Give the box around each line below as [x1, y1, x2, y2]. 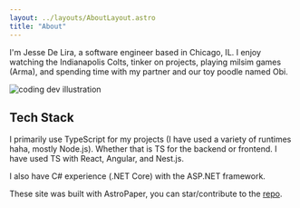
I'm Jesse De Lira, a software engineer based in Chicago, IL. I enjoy [9, 46, 261, 57]
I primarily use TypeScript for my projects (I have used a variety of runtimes [9, 134, 292, 145]
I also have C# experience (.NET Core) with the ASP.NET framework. [9, 171, 266, 182]
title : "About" [9, 22, 67, 31]
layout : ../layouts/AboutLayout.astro [9, 13, 156, 23]
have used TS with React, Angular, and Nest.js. [9, 154, 184, 164]
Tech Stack [9, 110, 74, 125]
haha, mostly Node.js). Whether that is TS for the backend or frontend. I [9, 144, 277, 154]
